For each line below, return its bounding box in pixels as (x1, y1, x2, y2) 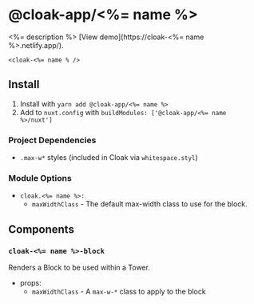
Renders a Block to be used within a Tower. (8, 262, 150, 273)
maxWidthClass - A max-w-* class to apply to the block (31, 286, 206, 297)
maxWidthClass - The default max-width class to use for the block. (31, 199, 248, 209)
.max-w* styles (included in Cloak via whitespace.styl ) (19, 153, 198, 162)
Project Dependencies (8, 134, 97, 146)
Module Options (8, 172, 72, 183)
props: (19, 278, 42, 288)
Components (8, 222, 74, 236)
